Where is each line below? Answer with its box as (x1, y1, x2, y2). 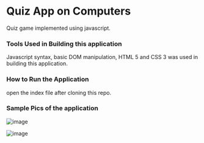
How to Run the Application (6, 75, 90, 83)
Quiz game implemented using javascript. (6, 24, 111, 32)
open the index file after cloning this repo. (6, 89, 112, 96)
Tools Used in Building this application (6, 40, 122, 48)
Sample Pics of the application (6, 104, 99, 113)
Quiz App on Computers (6, 4, 131, 18)
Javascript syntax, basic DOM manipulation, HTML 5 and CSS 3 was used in (6, 54, 199, 61)
